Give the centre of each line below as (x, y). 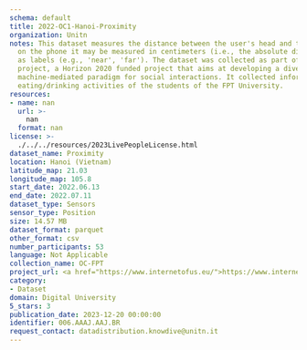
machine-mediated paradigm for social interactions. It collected (147, 77)
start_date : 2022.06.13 (55, 188)
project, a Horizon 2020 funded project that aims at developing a (149, 69)
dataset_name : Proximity (57, 153)
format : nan (41, 129)
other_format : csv (44, 238)
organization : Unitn (49, 35)
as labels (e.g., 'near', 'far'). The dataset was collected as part (153, 60)
